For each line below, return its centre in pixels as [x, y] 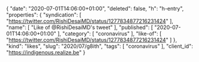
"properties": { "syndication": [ [44, 15]
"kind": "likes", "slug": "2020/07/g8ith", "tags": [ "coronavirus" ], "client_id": [99, 46]
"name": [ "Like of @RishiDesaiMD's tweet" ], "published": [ [80, 27]
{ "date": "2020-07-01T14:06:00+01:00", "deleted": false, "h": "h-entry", [95, 9]
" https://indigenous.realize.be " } [46, 52]
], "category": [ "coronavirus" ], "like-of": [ [110, 34]
